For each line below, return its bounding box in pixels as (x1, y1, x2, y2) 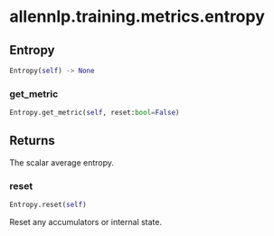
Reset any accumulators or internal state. (9, 217, 163, 228)
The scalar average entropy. (9, 156, 115, 168)
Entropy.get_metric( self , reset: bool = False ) (9, 109, 180, 118)
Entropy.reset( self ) (9, 201, 88, 210)
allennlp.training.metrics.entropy (9, 6, 265, 27)
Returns (9, 133, 56, 148)
